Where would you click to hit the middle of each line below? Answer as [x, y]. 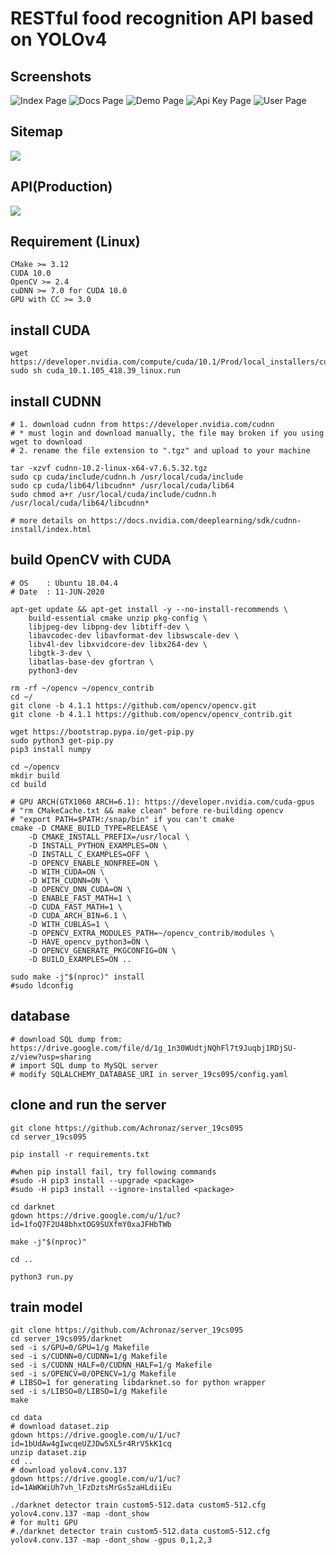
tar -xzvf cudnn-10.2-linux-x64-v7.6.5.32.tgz [109, 468]
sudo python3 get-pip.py [62, 740]
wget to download [46, 442]
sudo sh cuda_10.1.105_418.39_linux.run [96, 371]
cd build [28, 784]
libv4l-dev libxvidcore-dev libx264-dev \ [118, 644]
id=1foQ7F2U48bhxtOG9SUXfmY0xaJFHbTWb [91, 1224]
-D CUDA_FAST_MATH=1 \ [75, 907]
